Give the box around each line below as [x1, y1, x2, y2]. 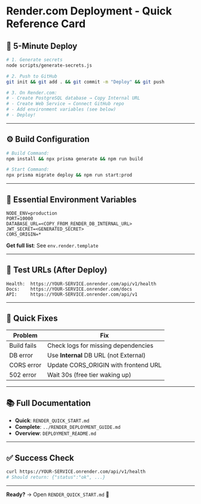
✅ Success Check [6, 452, 74, 463]
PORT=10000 [6, 216, 33, 222]
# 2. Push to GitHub [6, 73, 58, 79]
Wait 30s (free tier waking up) [47, 371, 132, 379]
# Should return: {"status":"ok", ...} [6, 475, 106, 481]
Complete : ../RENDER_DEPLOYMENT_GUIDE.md [14, 424, 121, 431]
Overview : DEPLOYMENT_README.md [14, 430, 97, 437]
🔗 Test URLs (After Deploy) [6, 265, 108, 275]
